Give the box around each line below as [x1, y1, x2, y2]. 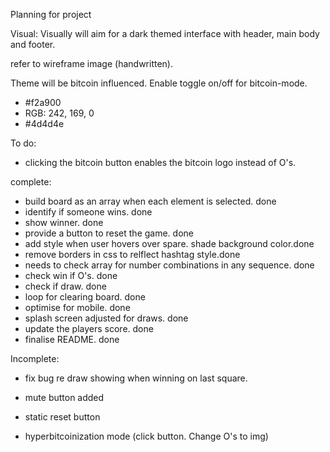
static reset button [24, 411, 101, 423]
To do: [10, 137, 37, 149]
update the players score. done [24, 323, 154, 334]
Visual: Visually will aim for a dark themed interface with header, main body [10, 28, 320, 39]
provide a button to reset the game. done [24, 227, 194, 239]
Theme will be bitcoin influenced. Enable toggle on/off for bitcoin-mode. [10, 77, 308, 89]
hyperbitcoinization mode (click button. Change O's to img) [24, 430, 269, 442]
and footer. [10, 39, 56, 50]
